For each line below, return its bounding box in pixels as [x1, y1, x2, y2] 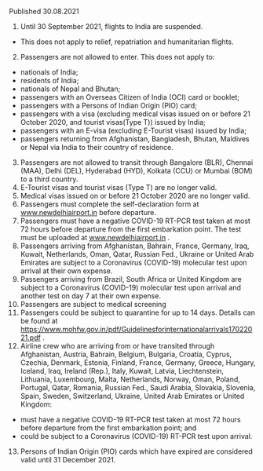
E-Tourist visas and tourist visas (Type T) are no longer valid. [20, 183, 217, 192]
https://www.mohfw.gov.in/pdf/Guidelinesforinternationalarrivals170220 [20, 325, 253, 334]
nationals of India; [20, 68, 79, 77]
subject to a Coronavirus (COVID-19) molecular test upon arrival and [20, 283, 242, 292]
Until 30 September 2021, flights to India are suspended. [20, 22, 203, 31]
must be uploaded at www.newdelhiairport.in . [20, 233, 170, 242]
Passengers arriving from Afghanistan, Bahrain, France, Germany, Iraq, [20, 241, 250, 250]
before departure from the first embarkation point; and [20, 423, 197, 433]
